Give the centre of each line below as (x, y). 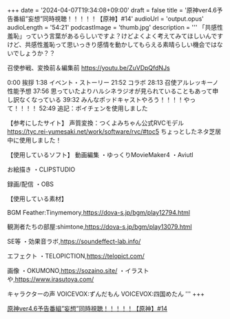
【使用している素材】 (37, 199)
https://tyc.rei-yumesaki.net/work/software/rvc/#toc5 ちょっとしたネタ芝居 (114, 132)
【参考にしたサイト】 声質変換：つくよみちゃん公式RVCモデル (96, 123)
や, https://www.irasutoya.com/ (51, 279)
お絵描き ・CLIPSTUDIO (41, 169)
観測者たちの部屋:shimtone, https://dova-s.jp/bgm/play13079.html (100, 227)
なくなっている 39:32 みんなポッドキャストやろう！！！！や (104, 100)
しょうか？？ (37, 53)
